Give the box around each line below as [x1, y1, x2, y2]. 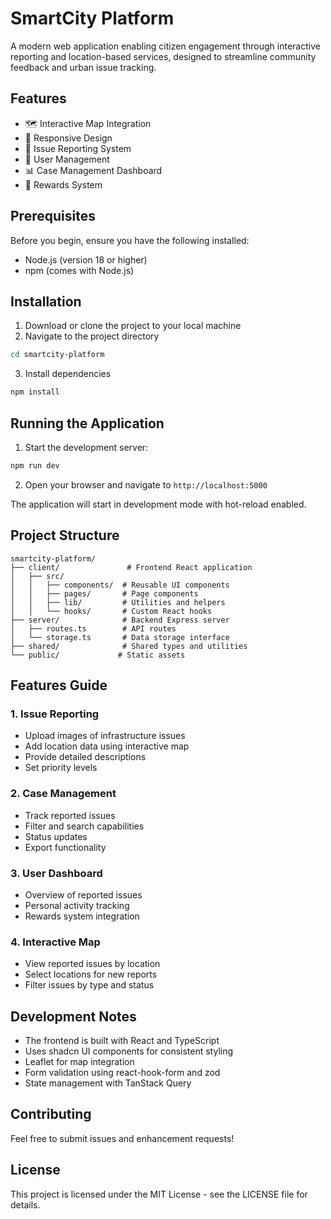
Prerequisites [10, 208, 96, 225]
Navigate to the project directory [24, 330, 160, 342]
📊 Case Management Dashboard [24, 164, 163, 176]
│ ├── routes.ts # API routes [10, 623, 177, 634]
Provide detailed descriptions [24, 751, 147, 763]
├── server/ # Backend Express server [10, 615, 230, 625]
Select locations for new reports [24, 968, 158, 981]
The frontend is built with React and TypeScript [24, 1035, 220, 1047]
